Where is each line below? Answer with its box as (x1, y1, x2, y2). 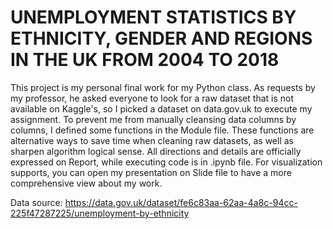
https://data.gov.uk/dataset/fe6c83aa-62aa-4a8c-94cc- (64, 196, 298, 208)
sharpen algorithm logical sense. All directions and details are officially (10, 145, 302, 157)
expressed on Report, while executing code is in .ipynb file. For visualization (10, 156, 323, 168)
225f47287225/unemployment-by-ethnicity (10, 207, 190, 219)
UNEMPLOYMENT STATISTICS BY (10, 6, 297, 29)
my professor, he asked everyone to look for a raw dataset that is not (10, 92, 294, 104)
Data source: (10, 196, 63, 208)
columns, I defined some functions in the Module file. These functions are (10, 124, 315, 136)
